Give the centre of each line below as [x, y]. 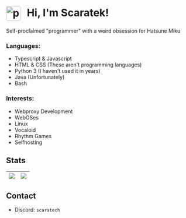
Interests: [20, 99]
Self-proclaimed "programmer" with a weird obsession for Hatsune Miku [93, 31]
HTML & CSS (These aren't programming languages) [78, 65]
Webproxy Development [44, 111]
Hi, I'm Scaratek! [68, 13]
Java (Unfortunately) [39, 77]
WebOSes [27, 117]
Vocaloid [25, 130]
